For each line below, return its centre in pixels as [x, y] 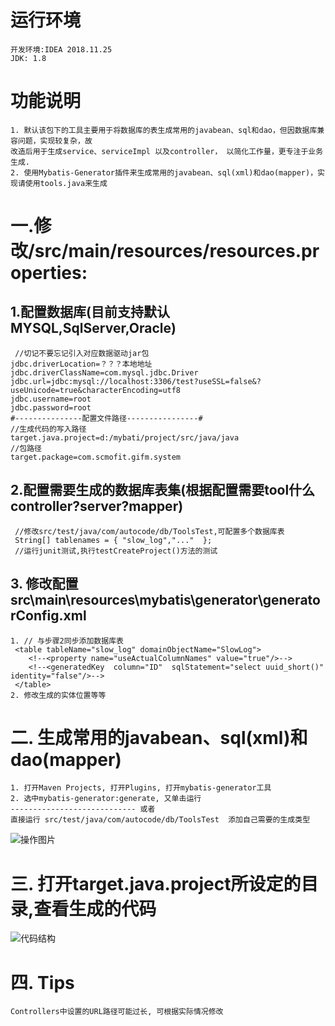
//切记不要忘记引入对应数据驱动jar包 [82, 353]
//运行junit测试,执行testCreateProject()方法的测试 [116, 551]
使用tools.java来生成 [66, 183]
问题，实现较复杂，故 [55, 141]
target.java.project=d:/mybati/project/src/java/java [125, 437]
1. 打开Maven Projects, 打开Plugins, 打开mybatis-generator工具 [141, 788]
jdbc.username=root [51, 399]
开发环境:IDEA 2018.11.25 [61, 49]
